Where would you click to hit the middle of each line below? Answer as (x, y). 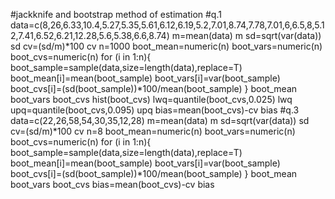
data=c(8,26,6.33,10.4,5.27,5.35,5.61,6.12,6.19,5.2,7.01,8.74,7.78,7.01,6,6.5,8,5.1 (167, 25)
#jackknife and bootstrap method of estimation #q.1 (116, 14)
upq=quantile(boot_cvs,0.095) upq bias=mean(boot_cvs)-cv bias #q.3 (155, 110)
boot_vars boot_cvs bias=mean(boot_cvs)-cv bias (112, 184)
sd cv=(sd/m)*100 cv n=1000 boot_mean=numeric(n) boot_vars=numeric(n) (166, 46)
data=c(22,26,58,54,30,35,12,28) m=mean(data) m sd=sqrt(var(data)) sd (160, 120)
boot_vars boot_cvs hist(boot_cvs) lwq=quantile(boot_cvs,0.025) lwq (151, 99)
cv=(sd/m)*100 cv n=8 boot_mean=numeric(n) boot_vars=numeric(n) (153, 131)
